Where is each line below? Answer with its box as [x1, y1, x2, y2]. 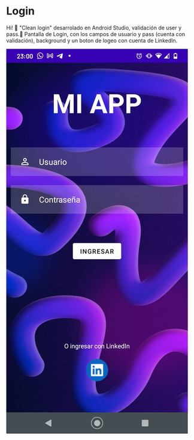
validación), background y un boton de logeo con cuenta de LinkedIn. [6, 37, 178, 44]
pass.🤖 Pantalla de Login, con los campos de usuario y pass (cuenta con [6, 30, 186, 37]
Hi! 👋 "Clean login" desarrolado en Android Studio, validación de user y [6, 24, 181, 31]
